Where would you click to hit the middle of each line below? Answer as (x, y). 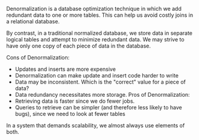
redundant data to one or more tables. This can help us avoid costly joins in (100, 15)
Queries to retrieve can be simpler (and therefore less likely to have (99, 107)
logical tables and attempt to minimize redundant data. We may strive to (96, 39)
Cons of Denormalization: (38, 57)
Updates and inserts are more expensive (65, 69)
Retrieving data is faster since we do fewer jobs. (75, 101)
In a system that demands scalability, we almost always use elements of (96, 125)
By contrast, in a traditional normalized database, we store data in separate (99, 33)
